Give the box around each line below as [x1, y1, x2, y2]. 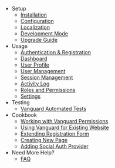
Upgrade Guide [20, 37, 58, 43]
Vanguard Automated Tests [20, 106, 87, 112]
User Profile [20, 61, 50, 68]
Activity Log [20, 80, 50, 87]
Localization [20, 24, 50, 31]
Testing [11, 99, 31, 106]
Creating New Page [20, 137, 68, 143]
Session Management [20, 74, 73, 81]
